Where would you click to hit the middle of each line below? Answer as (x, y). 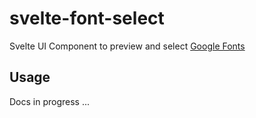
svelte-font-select (87, 18)
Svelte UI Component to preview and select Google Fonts (127, 46)
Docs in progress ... (50, 101)
